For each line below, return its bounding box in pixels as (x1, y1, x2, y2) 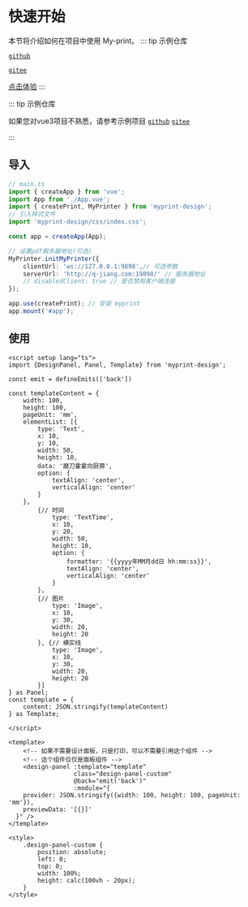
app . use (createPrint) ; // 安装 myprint (8, 300, 141, 308)
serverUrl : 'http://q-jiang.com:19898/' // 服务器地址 (23, 270, 206, 278)
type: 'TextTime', (51, 513, 114, 521)
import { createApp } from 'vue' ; (8, 188, 126, 196)
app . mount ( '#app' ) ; (8, 307, 75, 315)
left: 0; (37, 855, 67, 863)
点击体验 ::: (8, 81, 46, 91)
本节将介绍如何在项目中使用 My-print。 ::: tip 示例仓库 (8, 36, 188, 46)
